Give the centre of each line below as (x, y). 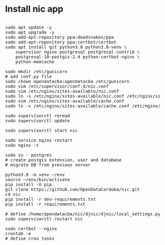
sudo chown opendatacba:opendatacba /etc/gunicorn (67, 81)
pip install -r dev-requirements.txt (51, 199)
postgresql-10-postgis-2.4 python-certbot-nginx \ (78, 57)
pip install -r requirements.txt (45, 204)
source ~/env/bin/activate (38, 179)
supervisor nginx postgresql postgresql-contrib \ (78, 52)
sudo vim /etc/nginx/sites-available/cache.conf (65, 101)
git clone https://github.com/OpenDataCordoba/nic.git (72, 189)
